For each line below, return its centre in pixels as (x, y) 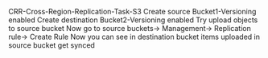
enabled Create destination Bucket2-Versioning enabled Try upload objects (133, 20)
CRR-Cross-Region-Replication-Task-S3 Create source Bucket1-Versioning (132, 12)
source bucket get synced (52, 45)
